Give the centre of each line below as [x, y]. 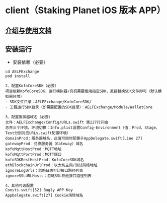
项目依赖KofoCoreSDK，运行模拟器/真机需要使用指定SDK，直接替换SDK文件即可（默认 [82, 91]
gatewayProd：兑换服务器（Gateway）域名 [44, 144]
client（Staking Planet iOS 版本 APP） [86, 10]
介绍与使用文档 [28, 30]
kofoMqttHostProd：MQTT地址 [33, 149]
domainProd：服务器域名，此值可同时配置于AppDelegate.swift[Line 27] [74, 139]
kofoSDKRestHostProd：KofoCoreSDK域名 [45, 160]
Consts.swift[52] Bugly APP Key [39, 190]
